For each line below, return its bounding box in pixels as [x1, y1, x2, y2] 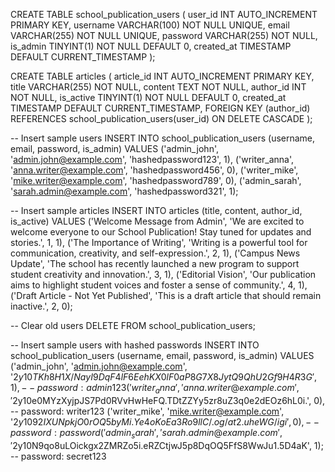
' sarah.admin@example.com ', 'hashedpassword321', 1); [10, 185, 239, 197]
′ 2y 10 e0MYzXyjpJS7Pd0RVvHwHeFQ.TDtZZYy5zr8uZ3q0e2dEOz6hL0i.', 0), [10, 394, 326, 406]
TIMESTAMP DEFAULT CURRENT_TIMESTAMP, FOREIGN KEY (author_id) [10, 102, 311, 114]
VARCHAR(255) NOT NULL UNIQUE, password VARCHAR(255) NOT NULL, [10, 30, 318, 41]
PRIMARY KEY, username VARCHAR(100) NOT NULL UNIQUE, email [10, 19, 290, 31]
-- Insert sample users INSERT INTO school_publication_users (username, [10, 132, 316, 144]
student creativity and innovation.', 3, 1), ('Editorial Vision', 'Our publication [10, 269, 317, 280]
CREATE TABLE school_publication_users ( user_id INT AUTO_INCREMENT [10, 9, 318, 20]
